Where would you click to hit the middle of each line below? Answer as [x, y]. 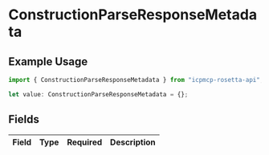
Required [85, 142]
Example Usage [48, 61]
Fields [24, 119]
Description [133, 142]
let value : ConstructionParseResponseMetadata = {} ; [98, 94]
